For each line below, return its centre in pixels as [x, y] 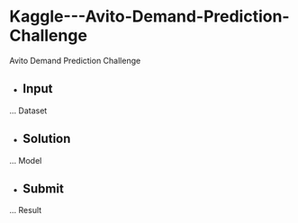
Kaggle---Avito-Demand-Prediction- [149, 17]
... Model [26, 160]
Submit [43, 188]
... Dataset [28, 111]
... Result [26, 210]
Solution [46, 139]
